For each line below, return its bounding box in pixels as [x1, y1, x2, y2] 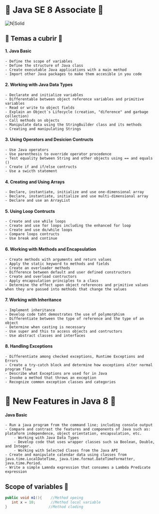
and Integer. [5, 444, 32, 449]
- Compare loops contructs [5, 232, 60, 237]
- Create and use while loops [5, 219, 66, 224]
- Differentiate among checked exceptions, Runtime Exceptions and [5, 354, 144, 359]
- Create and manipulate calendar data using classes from [5, 452, 127, 457]
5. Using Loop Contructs [5, 208, 55, 214]
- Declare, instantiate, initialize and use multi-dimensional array [5, 194, 149, 199]
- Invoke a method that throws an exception [5, 375, 96, 380]
